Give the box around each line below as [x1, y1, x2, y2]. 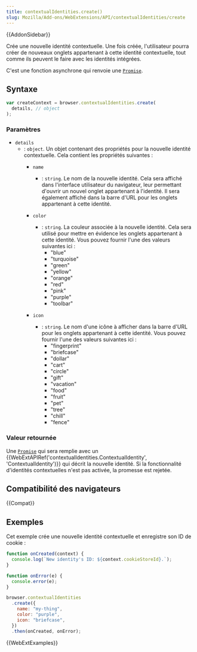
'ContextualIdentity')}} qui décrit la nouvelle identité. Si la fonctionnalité [6, 460, 182, 467]
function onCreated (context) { [6, 551, 84, 557]
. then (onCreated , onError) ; [11, 628, 82, 634]
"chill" [50, 412, 66, 419]
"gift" [50, 374, 64, 381]
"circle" [50, 368, 69, 375]
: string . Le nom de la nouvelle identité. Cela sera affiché [41, 175, 183, 182]
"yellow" [50, 268, 72, 276]
